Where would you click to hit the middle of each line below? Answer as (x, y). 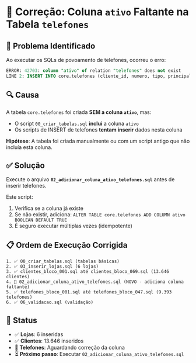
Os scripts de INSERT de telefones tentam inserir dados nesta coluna (98, 129)
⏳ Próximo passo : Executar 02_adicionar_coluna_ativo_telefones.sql (99, 354)
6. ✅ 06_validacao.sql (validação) (50, 302)
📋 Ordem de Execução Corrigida (67, 245)
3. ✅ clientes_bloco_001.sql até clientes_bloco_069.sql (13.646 (87, 272)
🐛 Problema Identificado (51, 46)
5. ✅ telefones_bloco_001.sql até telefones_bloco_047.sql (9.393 (89, 292)
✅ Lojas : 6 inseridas (39, 334)
